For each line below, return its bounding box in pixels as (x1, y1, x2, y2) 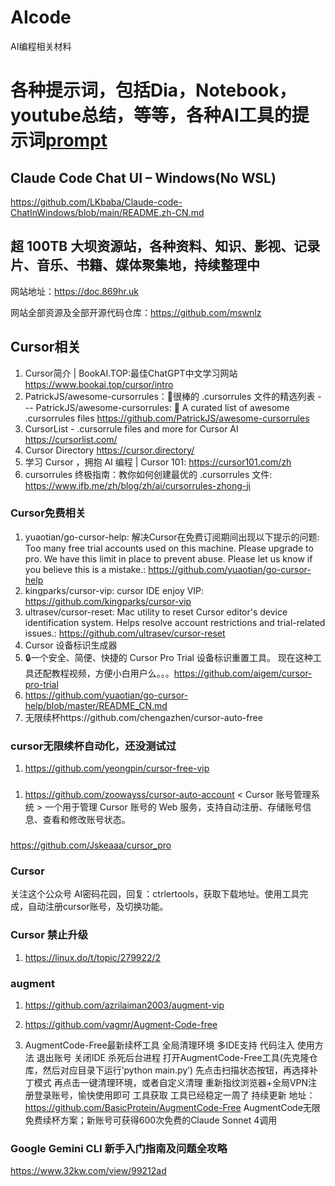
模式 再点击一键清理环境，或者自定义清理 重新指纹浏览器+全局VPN (33, 1076, 309, 1088)
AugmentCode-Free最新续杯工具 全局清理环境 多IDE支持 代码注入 (24, 1039, 295, 1051)
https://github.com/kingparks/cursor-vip (24, 595, 192, 607)
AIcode (10, 6, 72, 29)
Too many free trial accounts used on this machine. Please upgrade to (24, 542, 314, 554)
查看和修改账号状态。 (42, 814, 131, 826)
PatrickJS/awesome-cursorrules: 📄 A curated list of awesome (35, 401, 290, 413)
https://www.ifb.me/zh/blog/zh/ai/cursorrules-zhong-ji (24, 479, 251, 491)
